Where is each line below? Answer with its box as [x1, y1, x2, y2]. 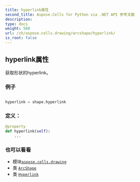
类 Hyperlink [12, 171, 39, 177]
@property [5, 124, 26, 129]
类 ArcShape [12, 165, 37, 171]
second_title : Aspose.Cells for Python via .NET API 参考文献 [5, 12, 135, 17]
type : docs [5, 21, 28, 27]
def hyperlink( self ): [5, 129, 51, 134]
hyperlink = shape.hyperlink [5, 99, 66, 105]
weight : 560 [5, 26, 30, 31]
